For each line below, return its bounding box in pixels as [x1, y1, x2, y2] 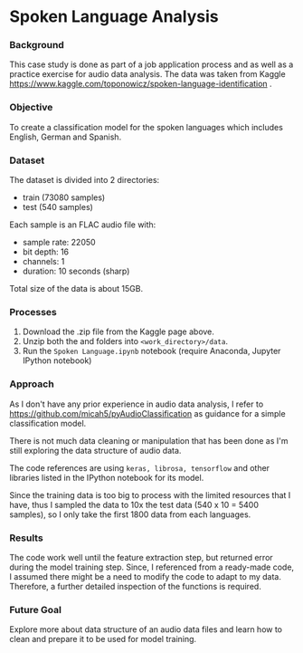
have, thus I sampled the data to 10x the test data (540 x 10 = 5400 [9, 499, 260, 510]
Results [9, 532, 43, 544]
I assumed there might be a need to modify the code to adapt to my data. [9, 571, 282, 581]
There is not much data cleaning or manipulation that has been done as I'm [9, 435, 289, 446]
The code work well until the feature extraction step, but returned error [9, 552, 273, 562]
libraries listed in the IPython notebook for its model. [9, 472, 204, 483]
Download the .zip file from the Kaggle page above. [22, 326, 215, 337]
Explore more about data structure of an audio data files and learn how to [9, 624, 283, 635]
